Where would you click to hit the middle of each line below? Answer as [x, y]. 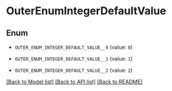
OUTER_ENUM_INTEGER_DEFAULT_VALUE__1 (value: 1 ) [74, 59]
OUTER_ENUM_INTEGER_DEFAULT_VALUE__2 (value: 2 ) [74, 70]
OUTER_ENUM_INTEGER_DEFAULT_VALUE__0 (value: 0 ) [74, 47]
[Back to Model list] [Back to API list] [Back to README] [74, 82]
